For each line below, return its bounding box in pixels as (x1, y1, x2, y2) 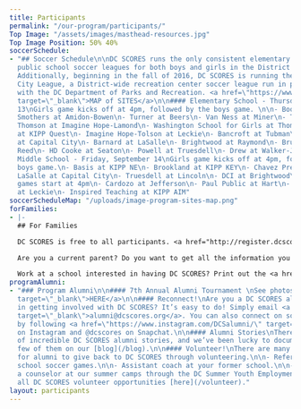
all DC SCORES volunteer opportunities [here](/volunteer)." (17, 378, 251, 387)
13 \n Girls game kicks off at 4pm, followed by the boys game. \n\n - (17, 105, 279, 114)
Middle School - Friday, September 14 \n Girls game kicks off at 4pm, (17, 154, 282, 164)
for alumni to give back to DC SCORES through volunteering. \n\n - (17, 353, 271, 362)
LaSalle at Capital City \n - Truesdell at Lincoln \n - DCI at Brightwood (17, 171, 291, 180)
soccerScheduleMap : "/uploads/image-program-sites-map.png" (9, 196, 239, 206)
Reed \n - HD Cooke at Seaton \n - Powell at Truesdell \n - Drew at (17, 146, 258, 155)
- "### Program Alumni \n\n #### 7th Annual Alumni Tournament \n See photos (9, 286, 295, 295)
